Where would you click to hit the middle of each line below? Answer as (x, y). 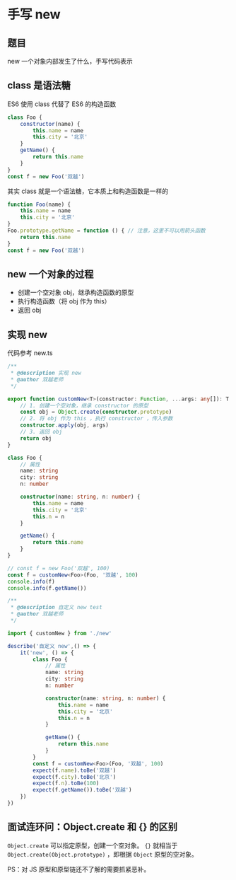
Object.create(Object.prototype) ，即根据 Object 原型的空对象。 (102, 854)
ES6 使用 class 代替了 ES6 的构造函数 (62, 104)
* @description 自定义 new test (56, 608)
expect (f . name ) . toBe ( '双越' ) (75, 770)
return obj (36, 438)
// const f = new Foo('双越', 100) (59, 568)
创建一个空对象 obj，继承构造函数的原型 (76, 293)
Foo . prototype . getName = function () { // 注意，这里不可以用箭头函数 (107, 231)
